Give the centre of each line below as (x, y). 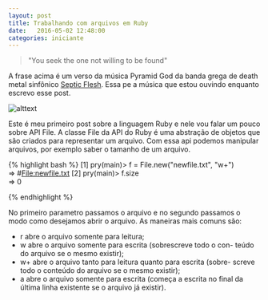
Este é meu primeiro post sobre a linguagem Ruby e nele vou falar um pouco (134, 124)
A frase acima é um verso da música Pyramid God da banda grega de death (133, 76)
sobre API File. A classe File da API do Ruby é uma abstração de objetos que (134, 132)
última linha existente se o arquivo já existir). (93, 287)
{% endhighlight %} (41, 197)
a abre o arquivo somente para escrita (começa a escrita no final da (132, 279)
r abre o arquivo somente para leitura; (82, 237)
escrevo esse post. (40, 93)
